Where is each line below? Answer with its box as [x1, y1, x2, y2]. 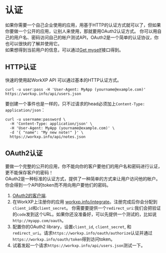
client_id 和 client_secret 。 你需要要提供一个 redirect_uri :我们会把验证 [12, 205, 161, 211]
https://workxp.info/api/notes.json [9, 134, 86, 139]
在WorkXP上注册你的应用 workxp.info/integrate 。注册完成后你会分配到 [12, 199, 158, 205]
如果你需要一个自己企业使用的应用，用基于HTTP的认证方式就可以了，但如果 [5, 22, 161, 28]
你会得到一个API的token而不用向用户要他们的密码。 [5, 182, 111, 188]
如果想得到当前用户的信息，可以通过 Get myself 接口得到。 [5, 47, 124, 53]
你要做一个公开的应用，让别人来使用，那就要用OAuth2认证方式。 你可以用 [5, 28, 158, 34]
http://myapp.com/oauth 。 [12, 217, 66, 223]
